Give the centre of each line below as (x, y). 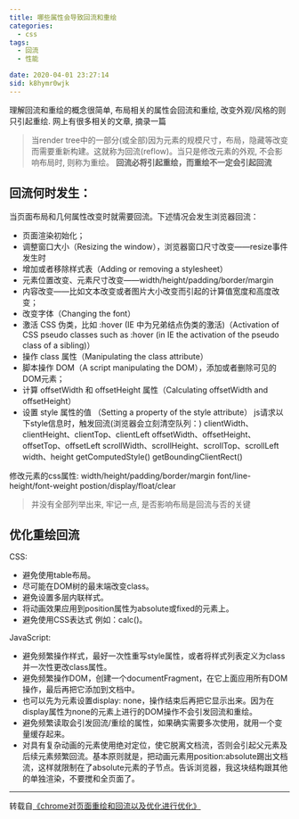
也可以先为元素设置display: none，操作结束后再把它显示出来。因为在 (148, 700)
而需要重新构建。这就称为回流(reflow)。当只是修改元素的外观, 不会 (153, 151)
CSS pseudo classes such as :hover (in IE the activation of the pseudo (150, 335)
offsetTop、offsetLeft (61, 445)
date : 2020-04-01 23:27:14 (59, 75)
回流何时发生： (50, 193)
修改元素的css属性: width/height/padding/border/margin (112, 476)
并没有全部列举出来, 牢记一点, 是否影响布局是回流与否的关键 (141, 504)
